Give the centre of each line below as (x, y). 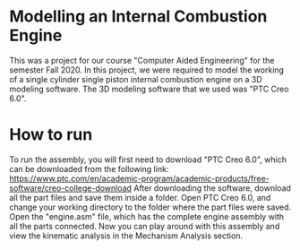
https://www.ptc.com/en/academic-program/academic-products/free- (140, 178)
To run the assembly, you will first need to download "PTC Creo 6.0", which (148, 159)
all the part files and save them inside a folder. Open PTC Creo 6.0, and (140, 197)
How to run (51, 135)
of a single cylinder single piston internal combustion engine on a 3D (136, 79)
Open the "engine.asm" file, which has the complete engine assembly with (147, 216)
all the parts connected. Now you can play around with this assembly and (145, 226)
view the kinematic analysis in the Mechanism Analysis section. (126, 236)
